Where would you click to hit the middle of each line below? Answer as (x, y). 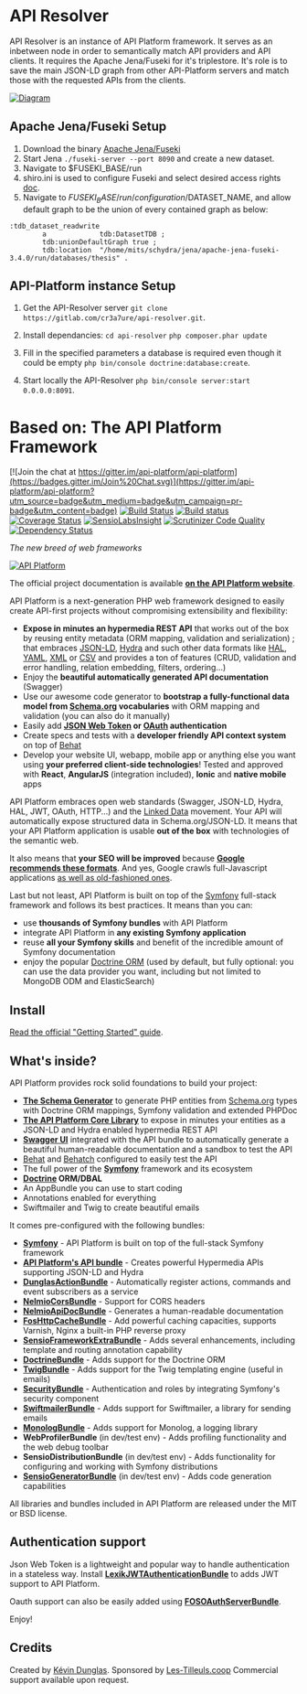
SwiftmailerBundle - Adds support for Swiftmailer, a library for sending (157, 1408)
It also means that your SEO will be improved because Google (127, 858)
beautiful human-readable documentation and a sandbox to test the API (158, 1149)
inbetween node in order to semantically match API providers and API (140, 50)
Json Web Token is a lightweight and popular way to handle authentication (150, 1564)
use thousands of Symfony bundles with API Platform (125, 923)
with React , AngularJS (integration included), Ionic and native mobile (154, 775)
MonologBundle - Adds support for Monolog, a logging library (140, 1427)
